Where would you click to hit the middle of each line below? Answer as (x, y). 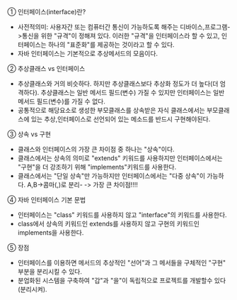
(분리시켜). (32, 289)
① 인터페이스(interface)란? (47, 12)
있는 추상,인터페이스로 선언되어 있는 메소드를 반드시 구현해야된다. (121, 119)
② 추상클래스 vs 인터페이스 (46, 68)
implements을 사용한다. (51, 233)
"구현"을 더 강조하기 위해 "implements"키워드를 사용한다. (97, 167)
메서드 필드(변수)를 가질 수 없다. (62, 101)
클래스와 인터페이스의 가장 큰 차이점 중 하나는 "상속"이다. (96, 149)
